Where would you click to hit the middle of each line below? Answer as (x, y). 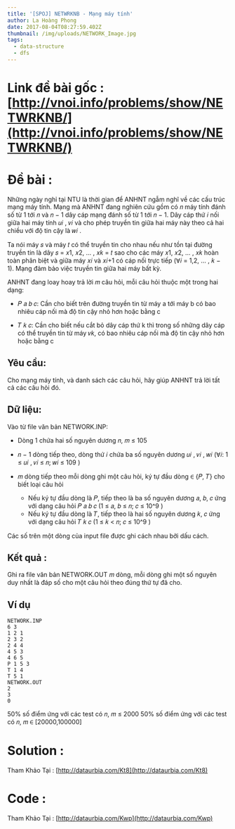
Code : (27, 799)
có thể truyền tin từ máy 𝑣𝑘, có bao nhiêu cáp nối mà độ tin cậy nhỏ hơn (121, 333)
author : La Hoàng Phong (42, 20)
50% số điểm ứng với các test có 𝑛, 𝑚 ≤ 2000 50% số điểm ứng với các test (117, 714)
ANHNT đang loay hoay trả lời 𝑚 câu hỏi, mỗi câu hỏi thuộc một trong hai (113, 282)
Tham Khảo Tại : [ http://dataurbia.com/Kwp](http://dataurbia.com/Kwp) (110, 818)
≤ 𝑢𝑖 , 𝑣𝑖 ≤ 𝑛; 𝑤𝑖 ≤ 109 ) (49, 462)
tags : (15, 40)
